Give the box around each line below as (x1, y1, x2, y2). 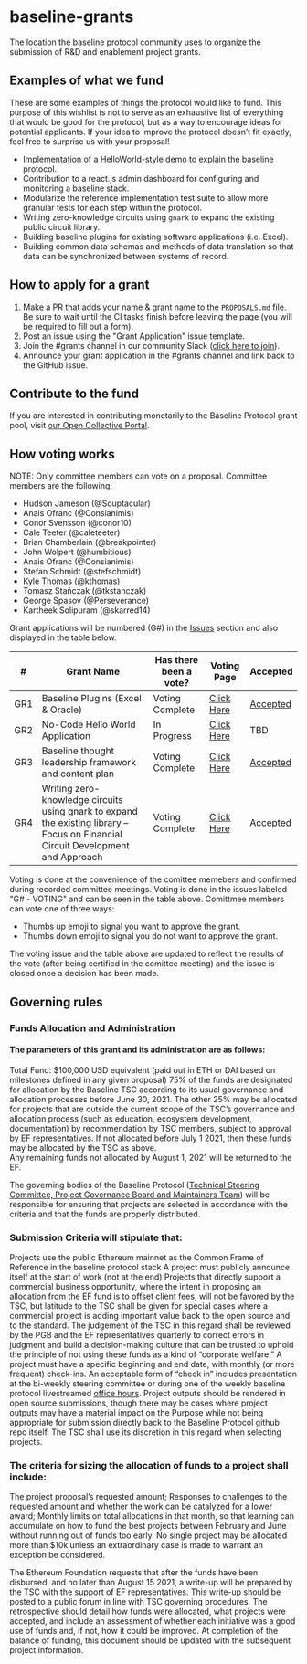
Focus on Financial (41, 828, 122, 841)
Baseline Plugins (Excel (41, 692, 142, 705)
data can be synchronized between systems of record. (22, 250, 229, 261)
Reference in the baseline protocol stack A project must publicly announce (9, 1262, 291, 1272)
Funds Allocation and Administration (9, 1021, 175, 1034)
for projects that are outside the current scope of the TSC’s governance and (9, 1103, 295, 1114)
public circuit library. (22, 221, 101, 232)
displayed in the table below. (9, 632, 117, 643)
